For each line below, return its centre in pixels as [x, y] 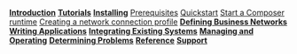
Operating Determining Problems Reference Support [109, 40]
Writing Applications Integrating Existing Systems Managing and [132, 31]
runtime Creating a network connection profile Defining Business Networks [148, 22]
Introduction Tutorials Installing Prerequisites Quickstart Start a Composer [147, 13]
